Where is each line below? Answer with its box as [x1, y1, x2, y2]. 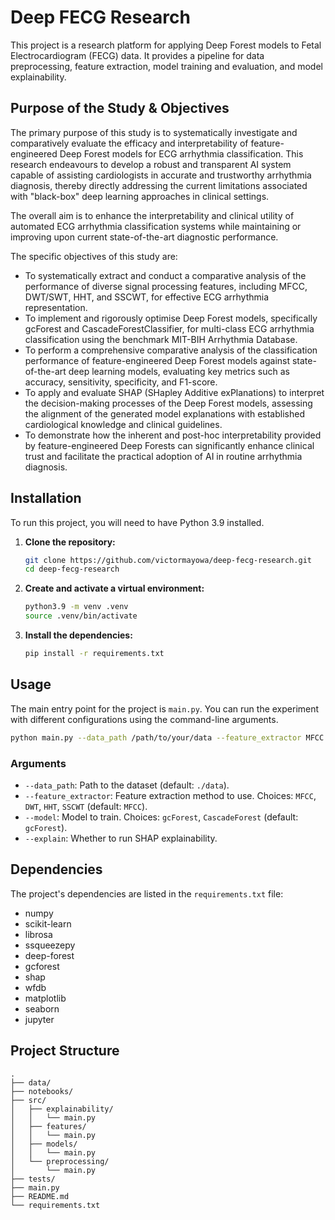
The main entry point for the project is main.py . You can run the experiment [10, 702, 320, 715]
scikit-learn [24, 917, 72, 930]
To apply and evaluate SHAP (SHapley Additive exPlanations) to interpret [24, 386, 325, 398]
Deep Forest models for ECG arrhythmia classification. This [59, 147, 304, 160]
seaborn [24, 1002, 60, 1015]
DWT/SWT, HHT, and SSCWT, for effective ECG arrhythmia [24, 291, 270, 303]
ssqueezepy [24, 939, 76, 951]
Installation [10, 490, 82, 507]
